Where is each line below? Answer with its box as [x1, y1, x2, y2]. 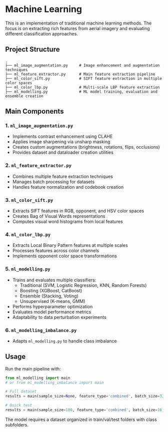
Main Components [5, 107, 64, 116]
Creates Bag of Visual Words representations [12, 213, 105, 219]
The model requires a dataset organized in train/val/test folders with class [5, 416, 157, 422]
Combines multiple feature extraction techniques [12, 173, 113, 179]
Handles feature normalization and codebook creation [12, 184, 124, 190]
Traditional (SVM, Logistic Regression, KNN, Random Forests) [19, 282, 147, 288]
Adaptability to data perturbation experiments [12, 314, 106, 320]
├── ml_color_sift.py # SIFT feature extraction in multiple [5, 76, 162, 81]
